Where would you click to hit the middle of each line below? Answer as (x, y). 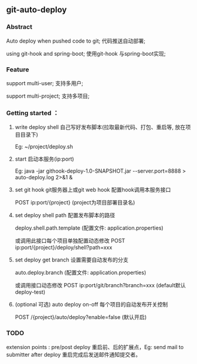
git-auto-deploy (37, 10)
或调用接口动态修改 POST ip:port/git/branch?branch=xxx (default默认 (100, 285)
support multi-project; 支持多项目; (48, 96)
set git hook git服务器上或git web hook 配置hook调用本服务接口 (93, 190)
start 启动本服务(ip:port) (44, 159)
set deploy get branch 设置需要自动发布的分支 (72, 260)
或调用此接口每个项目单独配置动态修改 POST (70, 241)
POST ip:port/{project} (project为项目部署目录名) (75, 203)
